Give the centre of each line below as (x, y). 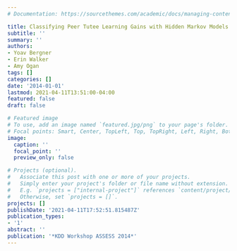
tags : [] (20, 72)
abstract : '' (26, 230)
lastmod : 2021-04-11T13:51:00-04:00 (61, 93)
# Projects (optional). (42, 170)
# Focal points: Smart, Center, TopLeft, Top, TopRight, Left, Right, (113, 132)
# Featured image (33, 118)
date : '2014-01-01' (36, 86)
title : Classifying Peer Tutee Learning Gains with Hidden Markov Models (118, 27)
